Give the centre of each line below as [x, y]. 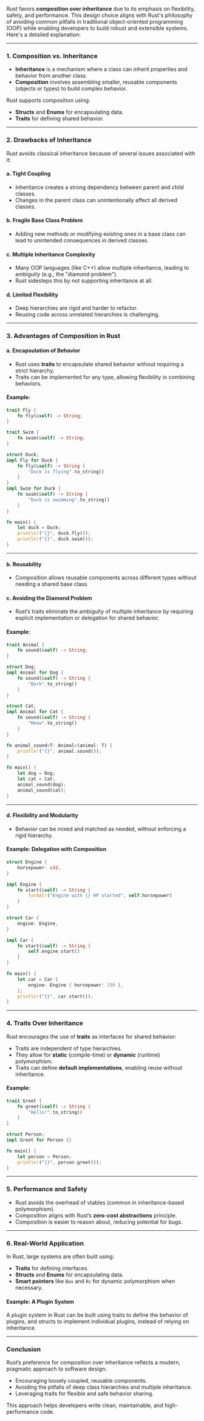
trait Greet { [24, 1101]
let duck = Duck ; [39, 528]
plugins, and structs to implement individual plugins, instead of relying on [98, 1321]
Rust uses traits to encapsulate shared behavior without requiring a [99, 364]
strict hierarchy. [35, 371]
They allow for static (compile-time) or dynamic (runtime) [88, 1055]
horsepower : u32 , [39, 868]
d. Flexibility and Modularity [42, 815]
